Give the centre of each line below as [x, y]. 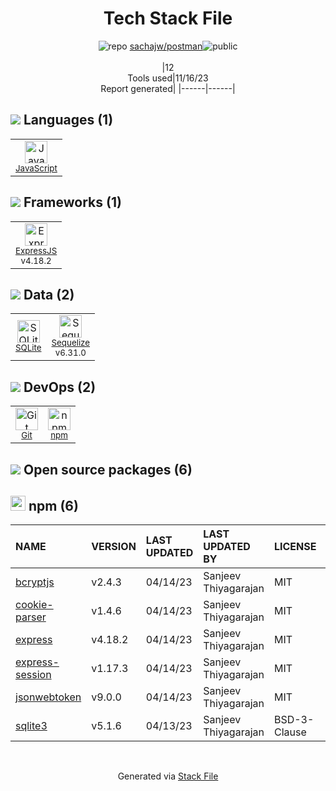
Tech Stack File [168, 18]
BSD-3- [294, 720]
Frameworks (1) [72, 202]
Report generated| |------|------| [168, 88]
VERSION [114, 547]
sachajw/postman [166, 46]
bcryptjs [35, 582]
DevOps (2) [60, 387]
